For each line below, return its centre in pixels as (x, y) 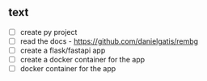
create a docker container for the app (82, 60)
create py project (49, 32)
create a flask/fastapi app (63, 50)
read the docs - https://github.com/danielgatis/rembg (109, 41)
